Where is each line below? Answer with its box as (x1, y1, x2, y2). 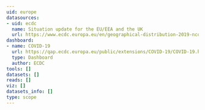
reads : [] (6, 77, 32, 83)
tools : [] (6, 65, 32, 72)
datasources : (6, 15, 40, 21)
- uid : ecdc (6, 20, 37, 26)
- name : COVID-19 (6, 43, 51, 50)
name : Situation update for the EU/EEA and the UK (12, 26, 143, 32)
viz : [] (6, 83, 26, 89)
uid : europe (6, 9, 37, 15)
